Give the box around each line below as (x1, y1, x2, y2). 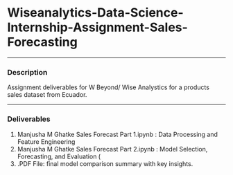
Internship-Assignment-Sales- (7, 19, 189, 35)
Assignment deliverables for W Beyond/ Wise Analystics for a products (7, 83, 210, 91)
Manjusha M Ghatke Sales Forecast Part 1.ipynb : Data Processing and (17, 130, 218, 138)
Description (7, 67, 48, 77)
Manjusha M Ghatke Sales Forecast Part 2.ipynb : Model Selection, (17, 145, 208, 153)
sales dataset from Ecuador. (7, 91, 87, 99)
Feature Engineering (17, 137, 76, 146)
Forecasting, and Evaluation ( (17, 152, 101, 160)
